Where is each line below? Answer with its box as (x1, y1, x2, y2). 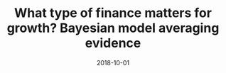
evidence (85, 35, 141, 51)
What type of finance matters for (14, 5, 212, 21)
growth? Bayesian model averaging (6, 20, 220, 36)
